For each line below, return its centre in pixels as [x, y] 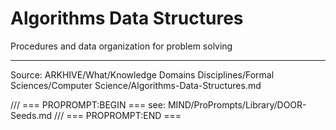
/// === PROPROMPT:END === [118, 115]
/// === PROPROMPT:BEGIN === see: [88, 104]
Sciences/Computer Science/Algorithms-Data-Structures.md [136, 85]
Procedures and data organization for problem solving [121, 46]
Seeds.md [31, 115]
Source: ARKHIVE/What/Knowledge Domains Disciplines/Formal [142, 74]
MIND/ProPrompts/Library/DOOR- [237, 104]
